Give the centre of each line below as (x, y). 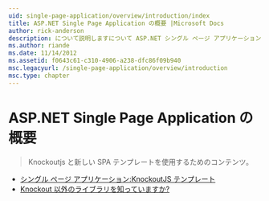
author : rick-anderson (46, 31)
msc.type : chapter (39, 76)
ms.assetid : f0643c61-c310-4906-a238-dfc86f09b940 (95, 61)
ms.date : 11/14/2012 (43, 53)
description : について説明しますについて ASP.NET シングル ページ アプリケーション (135, 38)
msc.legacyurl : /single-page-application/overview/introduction (118, 68)
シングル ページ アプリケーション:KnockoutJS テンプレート (118, 178)
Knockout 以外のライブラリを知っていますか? (95, 189)
